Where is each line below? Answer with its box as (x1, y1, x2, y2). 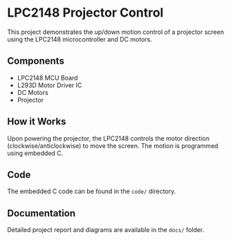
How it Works (7, 116, 66, 127)
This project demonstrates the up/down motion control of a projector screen (7, 28, 225, 36)
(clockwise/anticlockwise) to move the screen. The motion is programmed (7, 141, 219, 150)
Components (7, 55, 64, 67)
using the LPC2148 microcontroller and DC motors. (7, 35, 152, 43)
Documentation (7, 207, 76, 219)
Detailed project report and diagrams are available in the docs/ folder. (7, 226, 205, 234)
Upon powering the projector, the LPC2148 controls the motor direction (7, 134, 210, 143)
